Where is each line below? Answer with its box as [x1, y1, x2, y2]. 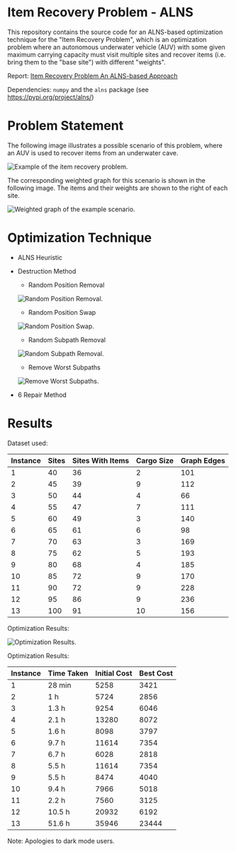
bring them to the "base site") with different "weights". [7, 57, 166, 66]
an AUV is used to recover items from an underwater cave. [7, 148, 179, 157]
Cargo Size [135, 455, 174, 465]
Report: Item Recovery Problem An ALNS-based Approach [7, 72, 179, 80]
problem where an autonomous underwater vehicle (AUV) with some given [7, 43, 225, 51]
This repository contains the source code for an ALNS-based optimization [7, 28, 223, 36]
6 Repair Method [17, 391, 67, 399]
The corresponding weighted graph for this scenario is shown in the [7, 176, 206, 184]
